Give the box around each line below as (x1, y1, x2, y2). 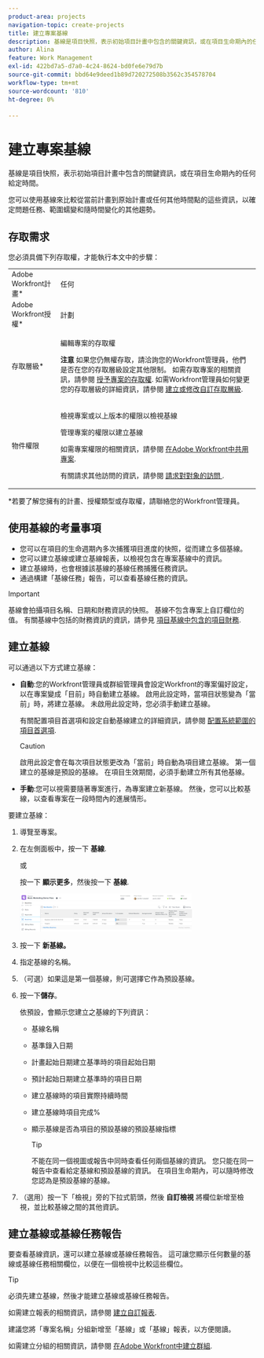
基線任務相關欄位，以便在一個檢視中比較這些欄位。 (21, 1259, 187, 1268)
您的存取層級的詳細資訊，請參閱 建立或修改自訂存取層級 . (60, 385, 244, 394)
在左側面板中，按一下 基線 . (19, 844, 107, 853)
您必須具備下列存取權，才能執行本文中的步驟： (8, 252, 159, 262)
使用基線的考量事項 (8, 522, 101, 535)
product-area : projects (8, 13, 86, 20)
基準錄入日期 (31, 1041, 73, 1050)
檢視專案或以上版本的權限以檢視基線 (60, 411, 178, 420)
